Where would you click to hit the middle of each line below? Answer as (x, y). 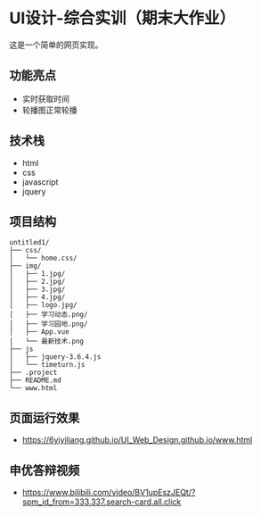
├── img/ (25, 266)
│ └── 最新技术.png (47, 341)
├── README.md (36, 380)
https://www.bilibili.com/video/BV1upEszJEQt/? (109, 492)
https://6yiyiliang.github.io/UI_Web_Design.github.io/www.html (137, 440)
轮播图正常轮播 (49, 110)
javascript (40, 182)
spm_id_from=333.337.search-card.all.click (102, 502)
